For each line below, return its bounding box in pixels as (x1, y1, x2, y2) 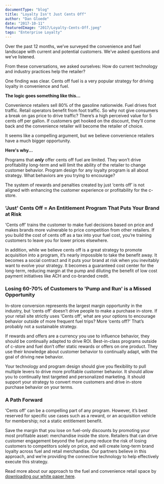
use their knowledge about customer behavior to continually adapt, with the (5, 349, 158, 355)
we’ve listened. (5, 54, 36, 59)
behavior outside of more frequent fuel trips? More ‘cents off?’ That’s (5, 318, 144, 324)
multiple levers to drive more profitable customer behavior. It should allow (5, 368, 154, 374)
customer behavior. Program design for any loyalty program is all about (5, 167, 148, 173)
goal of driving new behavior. (5, 354, 64, 359)
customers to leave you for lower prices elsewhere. (5, 237, 109, 243)
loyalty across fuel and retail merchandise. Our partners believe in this (5, 448, 147, 454)
